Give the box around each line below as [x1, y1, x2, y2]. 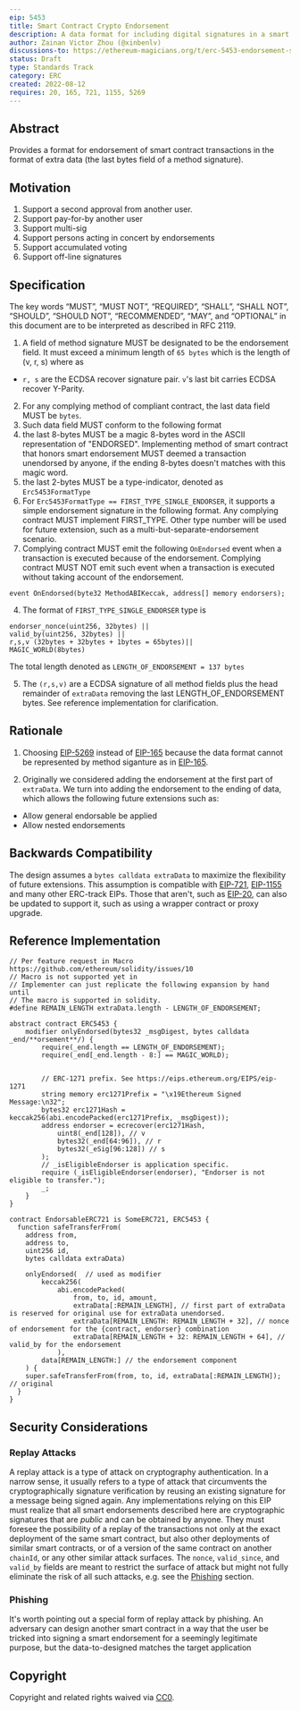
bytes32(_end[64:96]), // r [56, 1137, 162, 1146]
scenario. [21, 533, 57, 544]
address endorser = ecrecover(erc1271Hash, [41, 1122, 205, 1131]
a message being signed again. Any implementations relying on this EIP [9, 1495, 272, 1506]
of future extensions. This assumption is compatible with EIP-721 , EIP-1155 [9, 878, 283, 890]
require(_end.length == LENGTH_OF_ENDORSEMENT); [41, 1043, 226, 1052]
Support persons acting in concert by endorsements [21, 233, 215, 243]
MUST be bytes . [21, 410, 82, 420]
